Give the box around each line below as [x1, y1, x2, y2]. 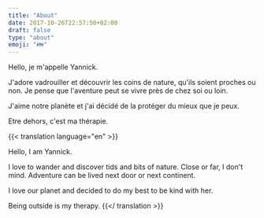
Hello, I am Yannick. [8, 147, 73, 157]
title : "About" [8, 11, 58, 20]
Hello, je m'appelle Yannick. [8, 62, 99, 72]
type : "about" [8, 33, 55, 42]
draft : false [8, 26, 51, 34]
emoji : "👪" [8, 41, 47, 49]
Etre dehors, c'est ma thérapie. [8, 116, 109, 126]
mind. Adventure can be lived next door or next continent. [8, 171, 195, 180]
